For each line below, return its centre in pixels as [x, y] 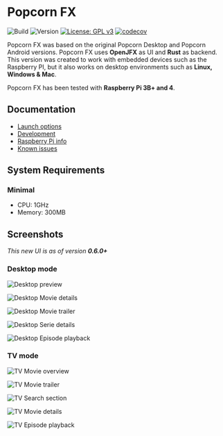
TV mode [23, 356]
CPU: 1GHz [33, 205]
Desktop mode [32, 269]
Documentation [42, 109]
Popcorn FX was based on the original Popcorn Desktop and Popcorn [107, 44]
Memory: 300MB [41, 212]
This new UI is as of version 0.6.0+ [57, 251]
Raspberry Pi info [42, 141]
